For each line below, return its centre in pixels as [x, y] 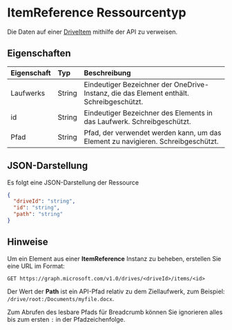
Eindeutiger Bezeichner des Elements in [148, 113]
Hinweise [28, 242]
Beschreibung [107, 72]
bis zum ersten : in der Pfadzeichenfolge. [66, 319]
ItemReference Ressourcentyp [97, 13]
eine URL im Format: [36, 266]
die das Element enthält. [151, 93]
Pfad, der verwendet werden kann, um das [153, 132]
